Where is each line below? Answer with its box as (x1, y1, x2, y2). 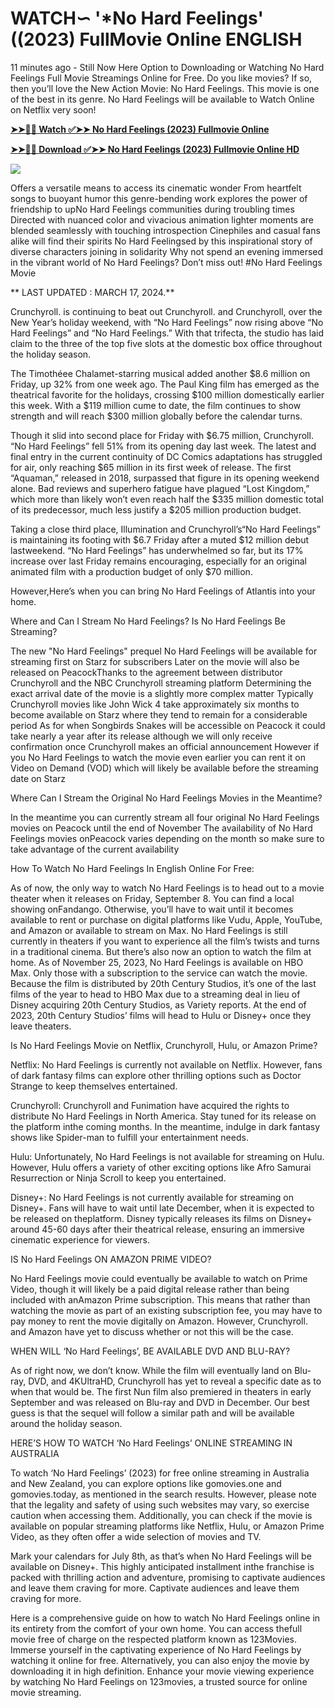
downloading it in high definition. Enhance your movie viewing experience (10, 1665, 315, 1677)
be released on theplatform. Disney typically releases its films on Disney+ (10, 1212, 313, 1224)
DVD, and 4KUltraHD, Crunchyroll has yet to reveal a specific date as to (28, 1375, 322, 1387)
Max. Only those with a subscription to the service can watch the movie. (10, 967, 308, 979)
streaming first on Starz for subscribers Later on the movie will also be (10, 655, 300, 667)
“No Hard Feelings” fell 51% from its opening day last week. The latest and (10, 440, 317, 452)
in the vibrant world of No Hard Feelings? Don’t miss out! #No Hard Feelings (10, 256, 323, 268)
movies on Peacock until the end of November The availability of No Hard (10, 822, 313, 834)
